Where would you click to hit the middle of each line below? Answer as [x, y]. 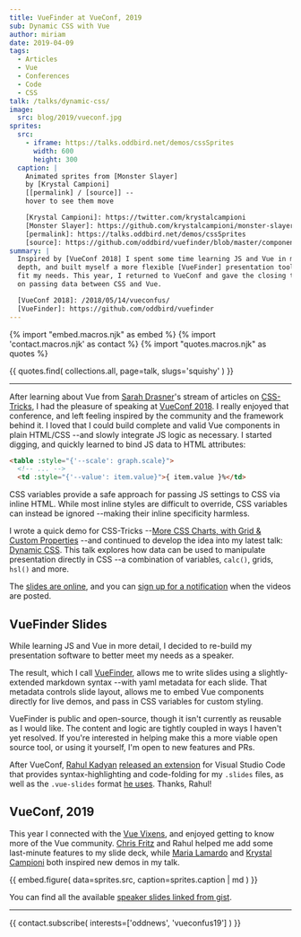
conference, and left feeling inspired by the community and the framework [146, 416]
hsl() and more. [39, 569]
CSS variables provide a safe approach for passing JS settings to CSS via [145, 495]
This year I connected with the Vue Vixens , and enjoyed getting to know [142, 833]
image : [21, 109]
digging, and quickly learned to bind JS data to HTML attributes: [128, 444]
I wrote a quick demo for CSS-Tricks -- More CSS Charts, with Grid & [135, 531]
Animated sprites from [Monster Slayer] [102, 176]
